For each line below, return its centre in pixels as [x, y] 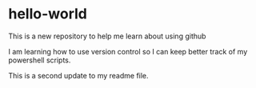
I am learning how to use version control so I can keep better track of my [128, 51]
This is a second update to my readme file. [79, 75]
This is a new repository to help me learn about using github [107, 36]
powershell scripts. [40, 60]
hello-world [48, 14]
